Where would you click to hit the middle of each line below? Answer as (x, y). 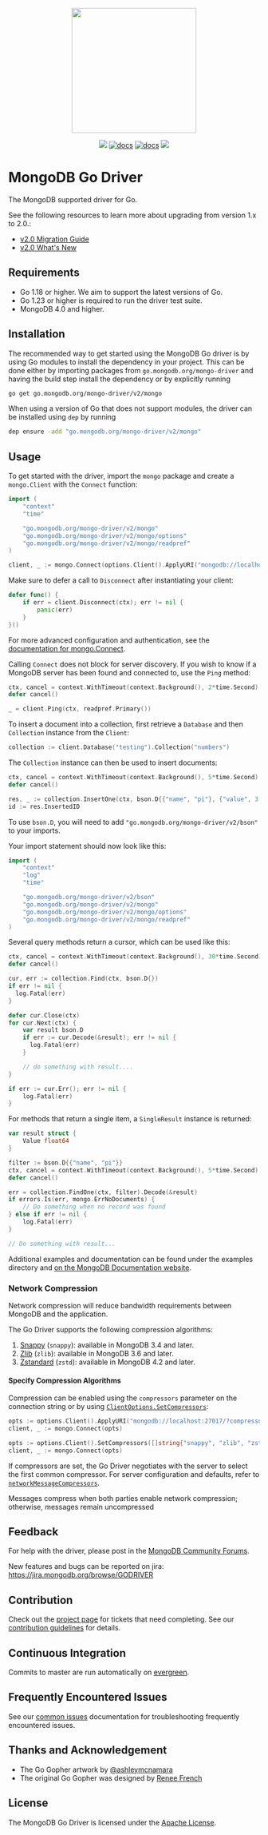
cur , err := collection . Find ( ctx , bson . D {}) (83, 979)
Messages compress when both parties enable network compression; (123, 1498)
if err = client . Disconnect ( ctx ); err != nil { (103, 603)
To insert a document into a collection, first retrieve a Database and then (126, 724)
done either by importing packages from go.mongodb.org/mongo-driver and (131, 370)
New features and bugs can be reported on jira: (86, 1566)
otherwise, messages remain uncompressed (81, 1507)
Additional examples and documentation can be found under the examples (131, 1259)
